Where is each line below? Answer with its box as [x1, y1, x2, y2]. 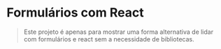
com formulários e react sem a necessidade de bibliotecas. [23, 35, 195, 43]
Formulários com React [6, 5, 144, 21]
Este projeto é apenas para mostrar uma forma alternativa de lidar [23, 28, 214, 36]
